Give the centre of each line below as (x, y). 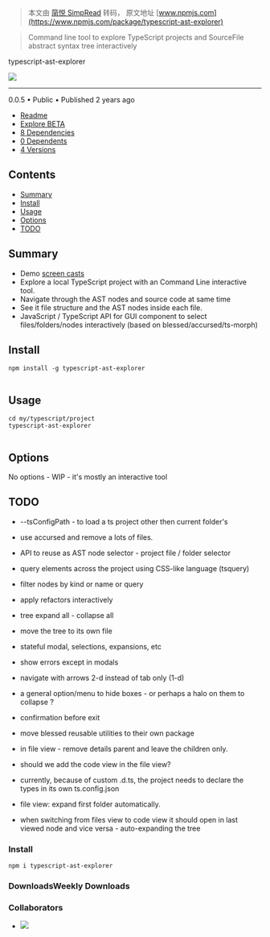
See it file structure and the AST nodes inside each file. (111, 307)
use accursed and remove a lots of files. (86, 537)
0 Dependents (43, 141)
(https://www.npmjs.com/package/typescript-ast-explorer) (125, 22)
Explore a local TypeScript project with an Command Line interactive (133, 282)
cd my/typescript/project (51, 419)
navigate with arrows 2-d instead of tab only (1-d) (102, 678)
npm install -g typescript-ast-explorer (77, 369)
